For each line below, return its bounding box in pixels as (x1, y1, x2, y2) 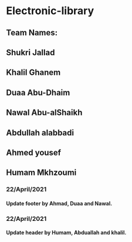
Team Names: (6, 28, 58, 38)
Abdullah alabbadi (6, 128, 75, 138)
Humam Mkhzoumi (6, 168, 77, 178)
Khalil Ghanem (6, 68, 61, 78)
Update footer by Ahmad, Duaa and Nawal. (6, 200, 113, 207)
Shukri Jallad (6, 47, 55, 57)
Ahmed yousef (6, 147, 62, 157)
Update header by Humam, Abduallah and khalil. (6, 229, 127, 236)
